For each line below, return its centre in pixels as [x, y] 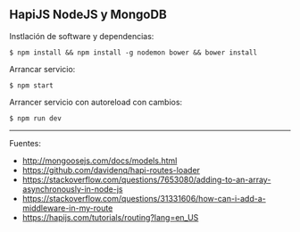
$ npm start [31, 85]
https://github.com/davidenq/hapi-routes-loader [111, 170]
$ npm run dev [36, 118]
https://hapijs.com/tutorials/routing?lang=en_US [110, 217]
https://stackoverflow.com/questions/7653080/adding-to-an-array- [146, 179]
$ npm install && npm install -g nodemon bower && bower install [133, 53]
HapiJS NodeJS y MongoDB [88, 15]
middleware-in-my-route [67, 208]
